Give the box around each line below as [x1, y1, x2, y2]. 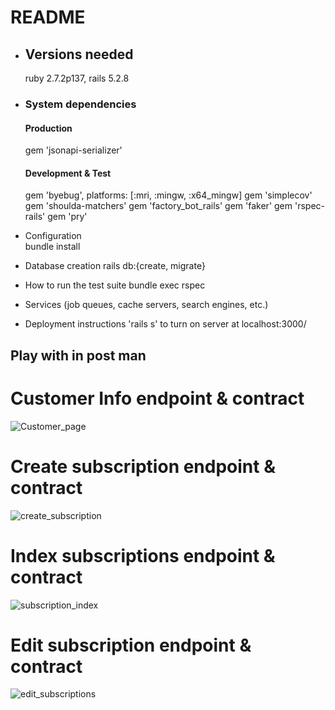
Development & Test [24, 167, 112, 179]
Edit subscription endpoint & [10, 634, 252, 656]
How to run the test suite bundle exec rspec [24, 279, 206, 291]
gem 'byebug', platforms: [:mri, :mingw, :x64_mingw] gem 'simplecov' [24, 189, 313, 201]
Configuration [24, 230, 82, 242]
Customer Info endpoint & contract [10, 387, 305, 410]
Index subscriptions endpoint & [10, 544, 276, 567]
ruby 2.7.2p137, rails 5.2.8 [24, 72, 130, 84]
